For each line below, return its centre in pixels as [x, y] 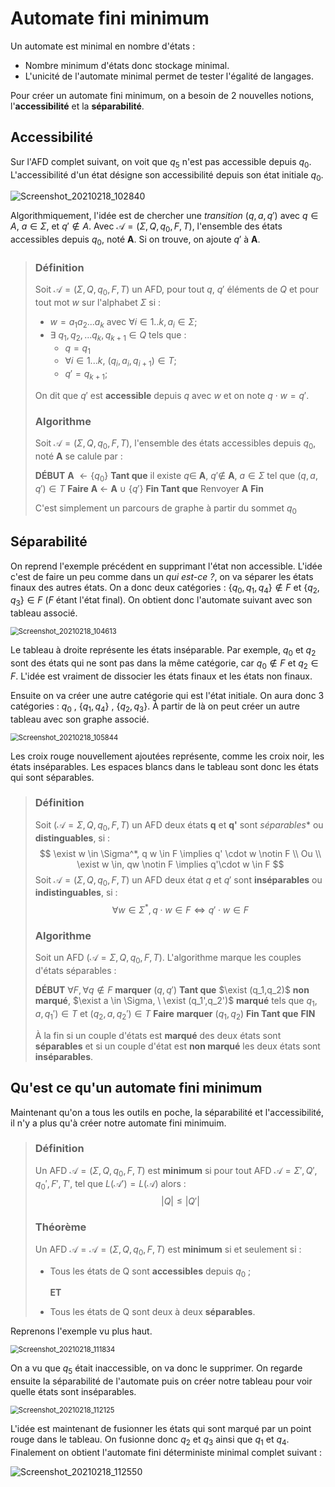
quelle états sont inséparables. [73, 1392]
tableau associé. [44, 613]
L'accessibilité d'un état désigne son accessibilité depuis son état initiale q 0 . [167, 175]
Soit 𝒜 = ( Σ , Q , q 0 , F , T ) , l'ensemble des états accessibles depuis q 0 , [175, 444]
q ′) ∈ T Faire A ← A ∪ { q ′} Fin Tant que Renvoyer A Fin [149, 488]
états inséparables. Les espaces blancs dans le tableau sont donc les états [164, 766]
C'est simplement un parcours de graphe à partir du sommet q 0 [165, 509]
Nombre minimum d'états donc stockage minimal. [127, 65]
